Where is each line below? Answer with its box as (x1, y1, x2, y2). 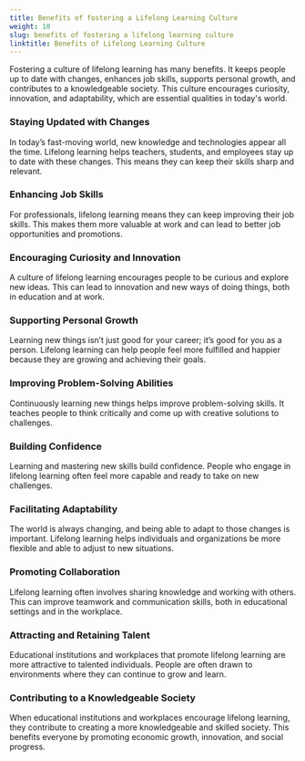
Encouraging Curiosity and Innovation (9, 251, 181, 264)
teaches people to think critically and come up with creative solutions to (9, 407, 280, 418)
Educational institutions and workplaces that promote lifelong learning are (9, 649, 286, 660)
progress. (9, 741, 46, 753)
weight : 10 (9, 22, 51, 31)
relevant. (9, 165, 43, 176)
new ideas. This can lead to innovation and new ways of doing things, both (9, 282, 290, 293)
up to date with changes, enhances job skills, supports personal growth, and (9, 74, 296, 85)
